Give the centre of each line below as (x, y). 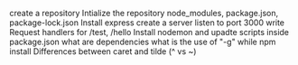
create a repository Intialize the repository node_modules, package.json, (144, 13)
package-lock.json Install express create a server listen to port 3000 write (147, 23)
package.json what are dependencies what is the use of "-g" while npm (143, 42)
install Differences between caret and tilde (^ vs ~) (103, 51)
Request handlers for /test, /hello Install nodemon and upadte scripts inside (149, 32)
